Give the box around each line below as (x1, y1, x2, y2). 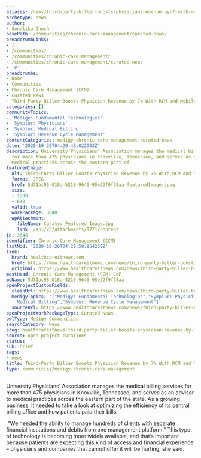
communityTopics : (6, 109, 50, 115)
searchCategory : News (6, 321, 60, 327)
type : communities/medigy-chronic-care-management (6, 366, 135, 372)
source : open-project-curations (6, 333, 87, 339)
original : (11, 265, 36, 272)
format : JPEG (11, 176, 44, 182)
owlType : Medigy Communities (6, 316, 79, 322)
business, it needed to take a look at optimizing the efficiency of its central (6, 402, 190, 409)
